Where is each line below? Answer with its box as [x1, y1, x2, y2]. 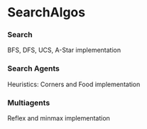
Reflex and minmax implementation [7, 114, 110, 123]
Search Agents [7, 63, 60, 73]
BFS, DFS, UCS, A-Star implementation [7, 46, 121, 54]
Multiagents [7, 98, 50, 108]
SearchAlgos [7, 4, 86, 21]
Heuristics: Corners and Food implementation [7, 80, 141, 88]
